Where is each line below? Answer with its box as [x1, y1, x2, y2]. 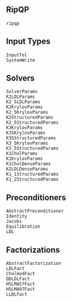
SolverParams [6, 88, 38, 95]
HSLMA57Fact [6, 281, 35, 287]
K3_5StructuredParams [6, 146, 59, 152]
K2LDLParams [6, 94, 35, 100]
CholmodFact [6, 271, 35, 277]
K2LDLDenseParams [6, 166, 49, 172]
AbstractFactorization [6, 261, 61, 267]
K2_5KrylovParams [6, 109, 49, 116]
